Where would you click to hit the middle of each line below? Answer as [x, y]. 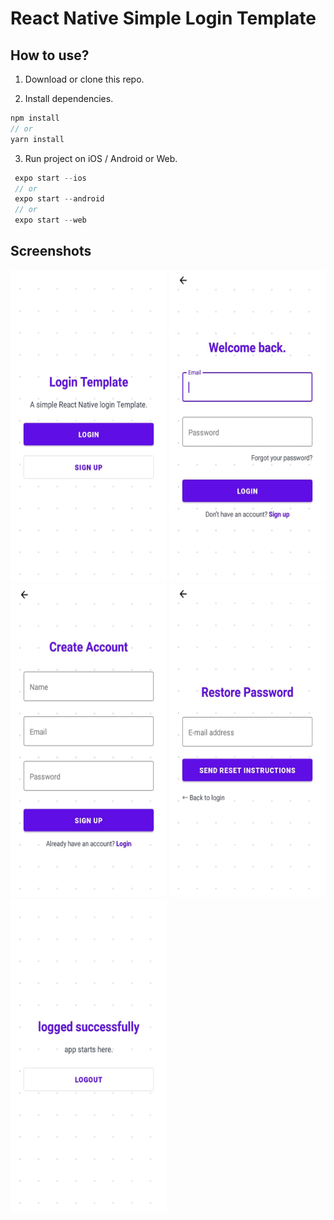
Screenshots [51, 251]
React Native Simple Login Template [163, 18]
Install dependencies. [69, 98]
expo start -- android [59, 199]
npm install [35, 118]
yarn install [37, 139]
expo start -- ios [50, 178]
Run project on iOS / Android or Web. [101, 158]
